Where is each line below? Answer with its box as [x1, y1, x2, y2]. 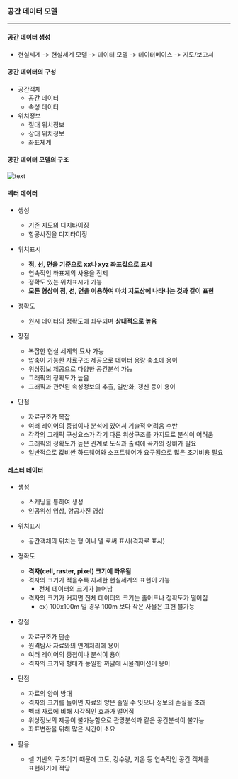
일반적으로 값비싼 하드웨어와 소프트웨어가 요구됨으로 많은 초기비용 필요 [28, 448, 224, 457]
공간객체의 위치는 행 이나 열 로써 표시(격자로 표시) [28, 537, 165, 546]
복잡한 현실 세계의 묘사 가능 [28, 347, 104, 355]
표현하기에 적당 [28, 764, 71, 773]
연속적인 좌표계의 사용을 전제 [28, 269, 108, 277]
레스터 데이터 [7, 465, 44, 474]
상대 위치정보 [28, 129, 65, 138]
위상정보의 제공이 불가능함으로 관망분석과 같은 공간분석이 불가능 [28, 716, 205, 724]
